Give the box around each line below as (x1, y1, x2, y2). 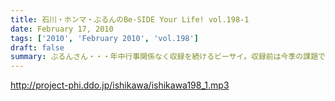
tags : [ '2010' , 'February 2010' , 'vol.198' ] (10, 33, 199, 43)
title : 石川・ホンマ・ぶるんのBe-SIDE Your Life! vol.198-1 (10, 14, 250, 25)
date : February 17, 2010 (10, 24, 114, 34)
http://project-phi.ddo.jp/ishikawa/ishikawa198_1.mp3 (10, 79, 230, 91)
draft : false (10, 42, 65, 53)
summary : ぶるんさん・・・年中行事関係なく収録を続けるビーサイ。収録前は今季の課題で (10, 52, 326, 62)
